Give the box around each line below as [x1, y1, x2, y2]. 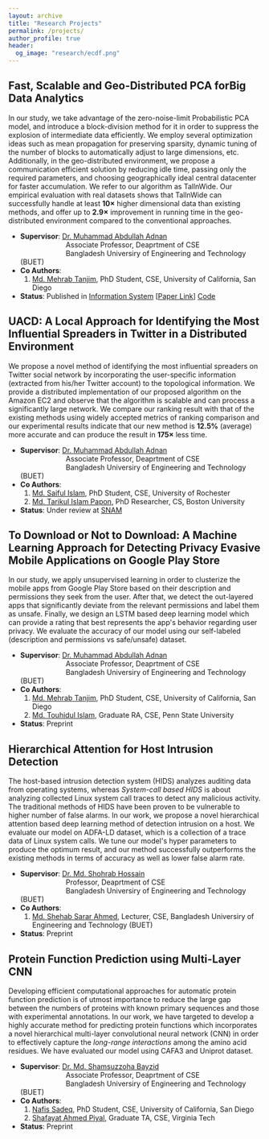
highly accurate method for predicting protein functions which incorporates [8, 1021, 258, 1030]
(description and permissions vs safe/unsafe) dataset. [8, 635, 187, 644]
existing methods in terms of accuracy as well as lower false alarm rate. [8, 853, 246, 863]
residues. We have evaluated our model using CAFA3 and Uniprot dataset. [8, 1046, 254, 1056]
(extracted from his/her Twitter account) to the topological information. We [8, 378, 255, 387]
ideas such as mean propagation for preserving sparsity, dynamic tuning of [8, 139, 258, 148]
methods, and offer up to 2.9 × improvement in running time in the [8, 207, 226, 217]
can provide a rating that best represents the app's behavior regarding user [8, 618, 258, 627]
